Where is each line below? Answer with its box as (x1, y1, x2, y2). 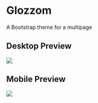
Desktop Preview (6, 41, 72, 51)
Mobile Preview (6, 74, 66, 84)
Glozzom (6, 4, 52, 17)
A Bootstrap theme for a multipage (6, 23, 93, 31)
